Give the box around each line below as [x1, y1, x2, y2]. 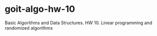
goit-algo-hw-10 [5, 3, 75, 15]
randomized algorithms [5, 25, 53, 31]
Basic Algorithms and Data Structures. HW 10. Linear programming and [5, 20, 152, 26]
